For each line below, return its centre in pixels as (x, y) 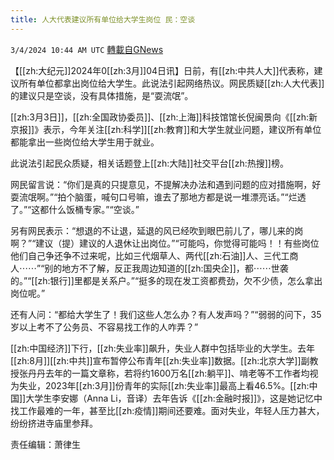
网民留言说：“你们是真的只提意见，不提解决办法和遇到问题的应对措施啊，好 (166, 184)
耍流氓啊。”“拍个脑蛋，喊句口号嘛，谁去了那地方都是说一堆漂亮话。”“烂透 (158, 197)
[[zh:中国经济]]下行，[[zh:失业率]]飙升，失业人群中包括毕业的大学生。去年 (162, 348)
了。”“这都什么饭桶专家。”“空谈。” (75, 209)
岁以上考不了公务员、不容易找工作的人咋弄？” (104, 327)
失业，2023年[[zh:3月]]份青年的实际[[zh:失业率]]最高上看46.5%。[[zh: (164, 385)
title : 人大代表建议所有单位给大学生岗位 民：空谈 (103, 19)
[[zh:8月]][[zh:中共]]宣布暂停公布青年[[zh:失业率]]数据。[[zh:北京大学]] (156, 360)
